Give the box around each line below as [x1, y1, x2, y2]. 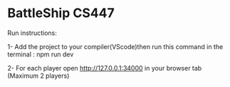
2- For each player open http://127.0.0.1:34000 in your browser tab [7, 63, 202, 72]
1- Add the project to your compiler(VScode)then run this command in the [7, 42, 224, 51]
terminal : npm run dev [7, 50, 74, 58]
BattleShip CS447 [7, 5, 115, 21]
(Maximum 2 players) [7, 71, 70, 80]
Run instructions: [7, 29, 57, 37]
